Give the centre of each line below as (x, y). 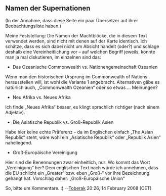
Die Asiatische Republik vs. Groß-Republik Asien (63, 122)
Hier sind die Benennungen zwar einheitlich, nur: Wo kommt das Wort (78, 162)
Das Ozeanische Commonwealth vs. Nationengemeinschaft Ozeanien (85, 67)
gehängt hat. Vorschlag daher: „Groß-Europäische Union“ (65, 178)
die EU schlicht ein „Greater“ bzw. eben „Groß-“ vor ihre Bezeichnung (77, 173)
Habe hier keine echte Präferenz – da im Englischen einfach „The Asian (79, 132)
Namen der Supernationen (48, 8)
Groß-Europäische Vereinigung (45, 152)
